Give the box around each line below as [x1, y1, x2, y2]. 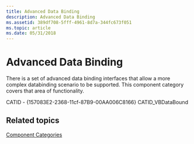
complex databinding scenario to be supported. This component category [6, 81, 184, 88]
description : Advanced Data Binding [6, 14, 95, 20]
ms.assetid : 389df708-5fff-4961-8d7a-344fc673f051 [6, 19, 132, 25]
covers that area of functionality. [6, 87, 85, 94]
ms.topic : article [6, 25, 51, 31]
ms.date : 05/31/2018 [6, 30, 57, 36]
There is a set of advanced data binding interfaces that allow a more [6, 75, 171, 82]
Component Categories [6, 131, 63, 138]
